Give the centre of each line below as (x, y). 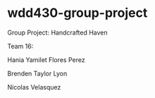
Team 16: (20, 46)
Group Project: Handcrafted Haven (57, 32)
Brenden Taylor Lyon (37, 73)
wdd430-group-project (77, 13)
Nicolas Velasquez (34, 87)
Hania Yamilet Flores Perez (46, 60)
